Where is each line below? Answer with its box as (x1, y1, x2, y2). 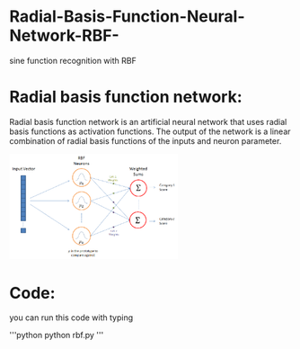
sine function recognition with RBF (9, 55, 137, 66)
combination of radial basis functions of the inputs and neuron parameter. (9, 135, 282, 146)
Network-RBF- (9, 25, 119, 46)
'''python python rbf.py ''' (9, 330, 104, 341)
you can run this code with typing (9, 312, 133, 323)
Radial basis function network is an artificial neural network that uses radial (9, 116, 287, 127)
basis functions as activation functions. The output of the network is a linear (9, 126, 291, 137)
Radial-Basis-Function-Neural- (9, 6, 245, 27)
